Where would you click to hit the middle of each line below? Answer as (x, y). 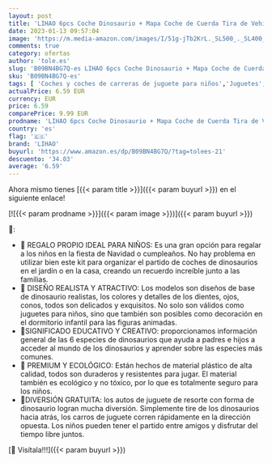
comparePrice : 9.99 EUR (49, 114)
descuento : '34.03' (41, 159)
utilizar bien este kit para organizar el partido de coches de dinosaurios (139, 262)
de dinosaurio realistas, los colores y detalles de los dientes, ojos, (130, 297)
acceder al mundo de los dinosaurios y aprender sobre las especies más (141, 348)
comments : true (34, 46)
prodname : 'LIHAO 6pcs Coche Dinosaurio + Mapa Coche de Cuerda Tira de (134, 121)
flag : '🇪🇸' (28, 136)
